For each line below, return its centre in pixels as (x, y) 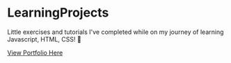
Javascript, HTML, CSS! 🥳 (44, 39)
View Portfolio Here (35, 53)
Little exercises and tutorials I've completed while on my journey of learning (115, 32)
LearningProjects (58, 13)
